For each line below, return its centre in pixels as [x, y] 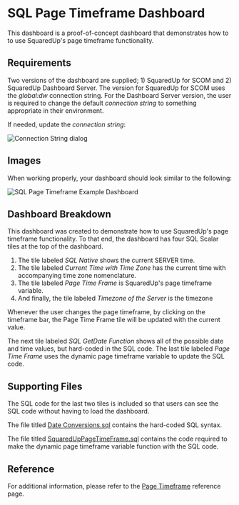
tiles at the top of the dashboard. [55, 246]
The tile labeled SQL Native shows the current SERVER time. [106, 260]
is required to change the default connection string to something [102, 103]
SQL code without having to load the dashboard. [78, 411]
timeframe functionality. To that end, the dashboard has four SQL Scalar [113, 239]
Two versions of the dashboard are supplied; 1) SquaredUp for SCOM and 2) [119, 80]
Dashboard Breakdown [60, 214]
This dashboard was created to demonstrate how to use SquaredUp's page [118, 231]
